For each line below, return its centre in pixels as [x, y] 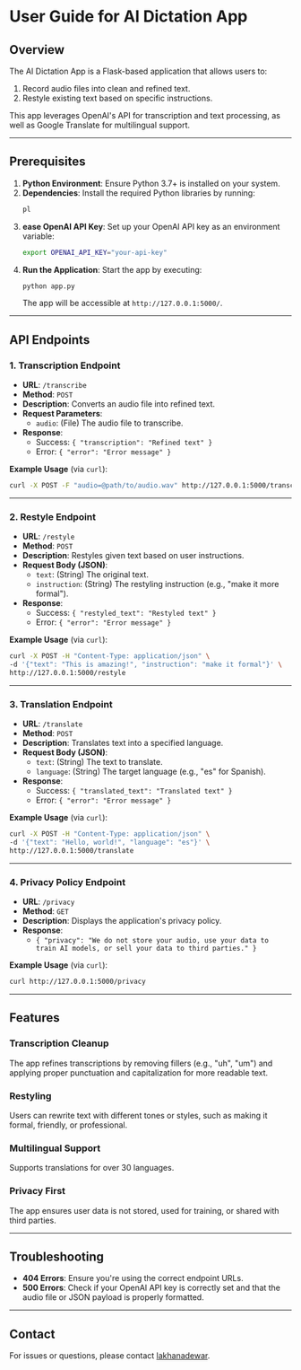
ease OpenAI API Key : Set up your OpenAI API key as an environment [151, 226]
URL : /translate [52, 724]
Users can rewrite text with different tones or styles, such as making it [138, 1115]
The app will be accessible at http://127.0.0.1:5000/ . [122, 303]
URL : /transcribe [54, 385]
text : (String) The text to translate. [99, 762]
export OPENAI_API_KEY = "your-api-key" [95, 252]
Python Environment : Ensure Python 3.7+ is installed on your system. [151, 183]
